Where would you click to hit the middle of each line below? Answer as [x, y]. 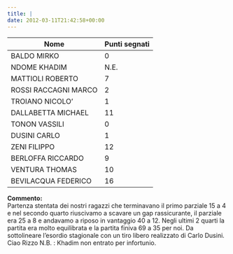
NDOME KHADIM [39, 67]
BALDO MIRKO [35, 55]
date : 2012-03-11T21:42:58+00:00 [56, 20]
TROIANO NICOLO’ [42, 101]
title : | [20, 14]
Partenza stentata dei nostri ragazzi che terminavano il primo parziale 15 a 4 [116, 205]
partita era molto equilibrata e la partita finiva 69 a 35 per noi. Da [100, 227]
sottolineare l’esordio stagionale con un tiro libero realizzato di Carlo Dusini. [116, 235]
